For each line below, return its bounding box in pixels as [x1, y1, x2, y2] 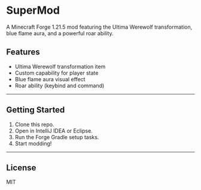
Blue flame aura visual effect [14, 75, 86, 82]
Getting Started [6, 105, 65, 115]
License [6, 163, 36, 173]
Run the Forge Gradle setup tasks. [14, 133, 99, 140]
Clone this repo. [14, 121, 54, 128]
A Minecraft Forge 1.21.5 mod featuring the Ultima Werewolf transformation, [6, 23, 193, 30]
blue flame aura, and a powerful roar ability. [6, 29, 114, 36]
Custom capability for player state [14, 69, 99, 76]
